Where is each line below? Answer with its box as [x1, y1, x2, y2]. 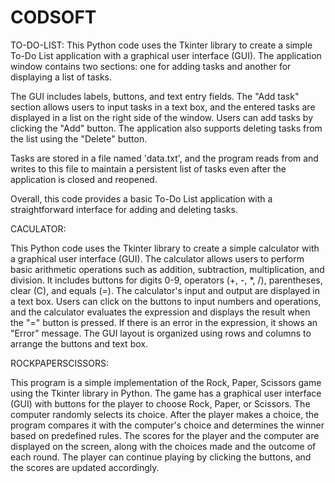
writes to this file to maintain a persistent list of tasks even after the [10, 162, 287, 175]
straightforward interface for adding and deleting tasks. [10, 203, 238, 215]
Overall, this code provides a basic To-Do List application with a [10, 192, 273, 205]
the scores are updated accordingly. [10, 461, 160, 473]
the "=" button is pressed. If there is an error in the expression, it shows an [10, 316, 318, 328]
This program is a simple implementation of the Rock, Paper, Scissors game [10, 376, 322, 388]
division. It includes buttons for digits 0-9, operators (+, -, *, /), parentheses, [10, 274, 323, 286]
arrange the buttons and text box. [10, 337, 148, 350]
